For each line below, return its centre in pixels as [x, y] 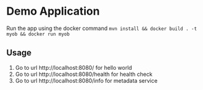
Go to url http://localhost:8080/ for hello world [74, 67]
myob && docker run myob [38, 34]
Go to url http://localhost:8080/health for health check [84, 74]
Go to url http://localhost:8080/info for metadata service [86, 80]
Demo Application [53, 11]
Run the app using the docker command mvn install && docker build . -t [102, 28]
